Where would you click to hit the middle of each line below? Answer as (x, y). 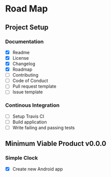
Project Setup (27, 27)
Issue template (27, 92)
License (20, 58)
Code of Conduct (30, 81)
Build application (29, 122)
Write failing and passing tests (43, 127)
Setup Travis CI (28, 116)
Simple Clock (22, 158)
